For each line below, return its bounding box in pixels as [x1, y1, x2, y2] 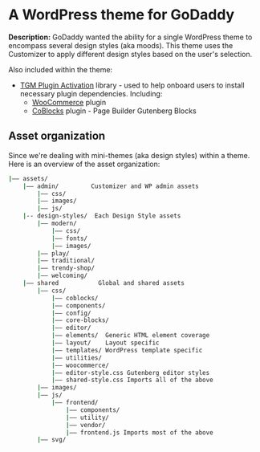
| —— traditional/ [37, 257, 95, 265]
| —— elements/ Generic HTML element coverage [51, 332, 210, 340]
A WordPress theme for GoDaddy [8, 6, 235, 24]
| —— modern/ [37, 219, 78, 227]
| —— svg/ [37, 436, 67, 444]
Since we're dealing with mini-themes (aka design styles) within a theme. [8, 150, 250, 160]
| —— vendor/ [65, 421, 106, 429]
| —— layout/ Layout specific [51, 339, 160, 347]
